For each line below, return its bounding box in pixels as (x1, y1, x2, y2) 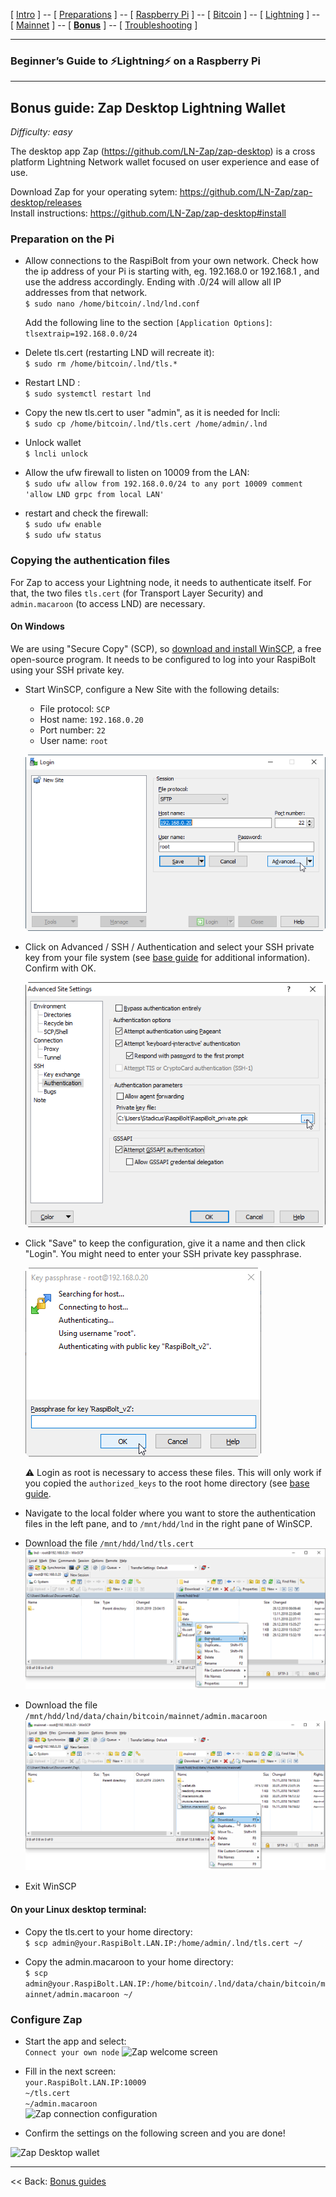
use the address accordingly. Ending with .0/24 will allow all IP (24, 276, 282, 288)
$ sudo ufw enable (24, 520, 102, 530)
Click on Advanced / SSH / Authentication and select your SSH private (24, 941, 315, 953)
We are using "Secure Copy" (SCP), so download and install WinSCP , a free (10, 642, 322, 654)
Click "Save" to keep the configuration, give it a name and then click (24, 1237, 306, 1249)
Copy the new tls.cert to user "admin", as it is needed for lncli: (24, 407, 281, 419)
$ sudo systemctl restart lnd (24, 389, 152, 399)
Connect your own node (24, 2047, 120, 2058)
